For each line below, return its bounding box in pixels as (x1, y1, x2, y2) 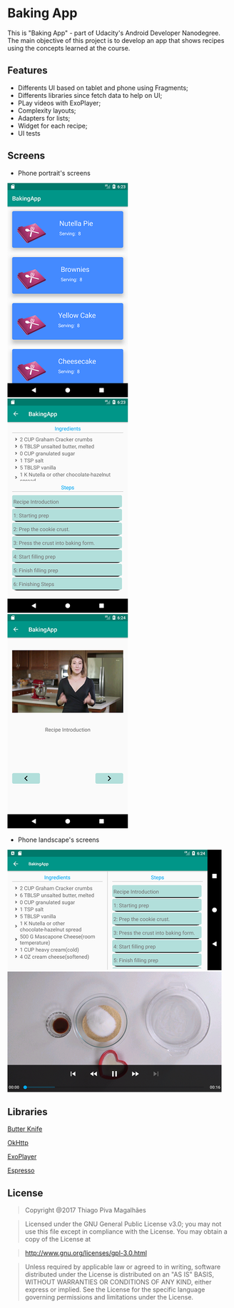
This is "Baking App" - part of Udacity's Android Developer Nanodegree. (7, 29, 221, 37)
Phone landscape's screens (17, 835, 100, 844)
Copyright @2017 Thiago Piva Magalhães (24, 1206, 146, 1214)
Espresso (7, 1166, 35, 1175)
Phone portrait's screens (17, 168, 91, 177)
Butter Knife (7, 1125, 43, 1133)
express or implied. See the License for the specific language (24, 1285, 205, 1294)
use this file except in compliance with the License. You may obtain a (24, 1227, 228, 1236)
